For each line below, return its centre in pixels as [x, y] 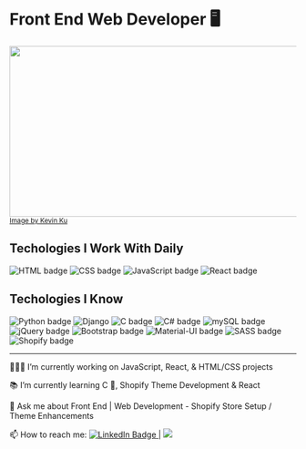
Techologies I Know [66, 299]
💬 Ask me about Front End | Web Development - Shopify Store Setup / [141, 406]
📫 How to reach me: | [86, 434]
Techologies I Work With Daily [97, 249]
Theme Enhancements [51, 415]
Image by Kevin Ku [39, 220]
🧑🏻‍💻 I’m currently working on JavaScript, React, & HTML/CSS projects [141, 366]
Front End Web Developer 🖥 [115, 20]
